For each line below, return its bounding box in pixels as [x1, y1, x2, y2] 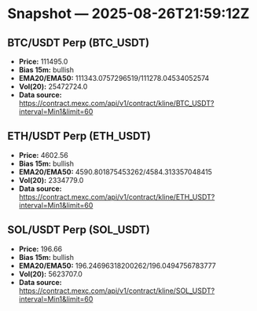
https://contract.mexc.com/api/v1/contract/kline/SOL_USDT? [18, 286, 215, 295]
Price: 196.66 [18, 244, 63, 254]
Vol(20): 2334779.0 [18, 175, 84, 185]
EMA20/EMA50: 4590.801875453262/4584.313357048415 [18, 166, 213, 177]
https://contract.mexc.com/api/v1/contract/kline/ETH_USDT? [18, 192, 215, 201]
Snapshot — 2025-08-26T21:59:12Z [7, 5, 250, 23]
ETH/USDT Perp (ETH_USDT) [7, 130, 151, 143]
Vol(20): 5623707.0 [18, 269, 83, 279]
